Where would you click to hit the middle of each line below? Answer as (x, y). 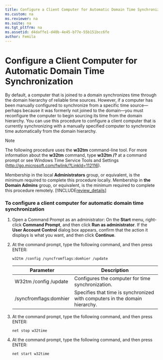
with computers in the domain (108, 299)
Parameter (42, 270)
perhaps (13, 110)
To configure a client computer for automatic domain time (74, 203)
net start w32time (31, 354)
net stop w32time (30, 331)
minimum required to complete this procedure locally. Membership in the (78, 180)
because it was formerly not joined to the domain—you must (83, 110)
